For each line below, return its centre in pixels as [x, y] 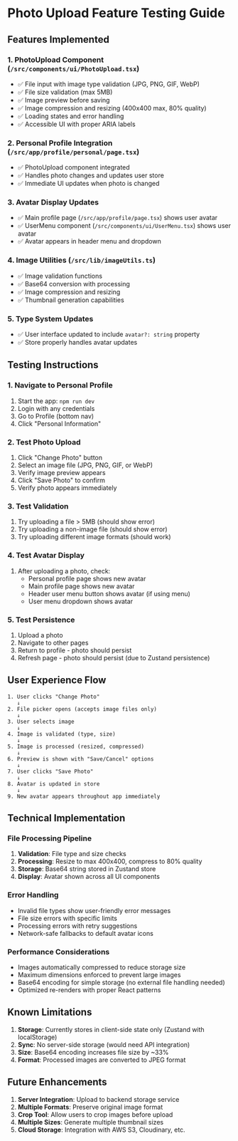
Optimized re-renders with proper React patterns [89, 990]
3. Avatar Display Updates [53, 202]
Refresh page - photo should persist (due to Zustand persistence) [114, 657]
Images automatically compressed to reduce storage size [102, 967]
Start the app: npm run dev [56, 401]
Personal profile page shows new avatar [87, 578]
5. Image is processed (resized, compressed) [76, 746]
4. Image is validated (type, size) [61, 734]
